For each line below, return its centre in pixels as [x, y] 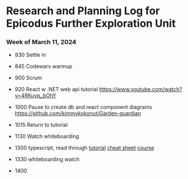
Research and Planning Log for [83, 11]
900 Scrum [28, 78]
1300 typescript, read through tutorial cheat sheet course [85, 148]
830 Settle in [30, 55]
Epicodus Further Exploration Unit [91, 23]
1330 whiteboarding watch [47, 159]
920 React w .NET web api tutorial [56, 89]
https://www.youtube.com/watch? [140, 89]
